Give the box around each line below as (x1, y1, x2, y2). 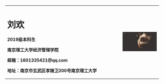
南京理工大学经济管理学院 (7, 47, 59, 53)
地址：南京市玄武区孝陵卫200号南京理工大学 (7, 67, 97, 73)
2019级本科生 (7, 36, 36, 42)
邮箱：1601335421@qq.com (7, 57, 68, 63)
